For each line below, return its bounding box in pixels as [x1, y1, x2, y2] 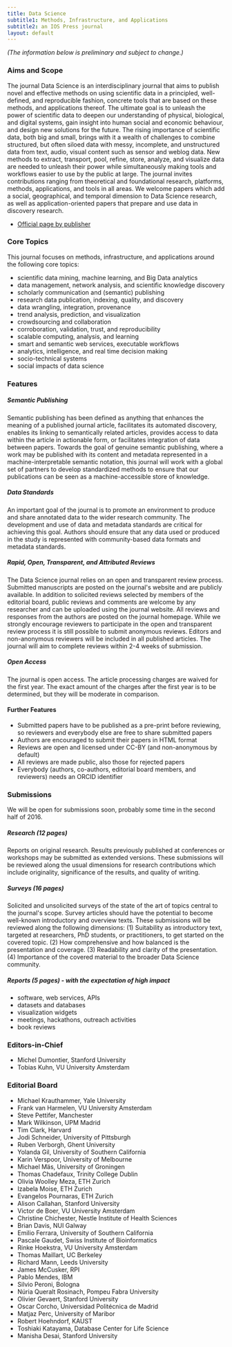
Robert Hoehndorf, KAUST [17, 1317, 93, 1325]
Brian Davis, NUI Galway [17, 1221, 87, 1229]
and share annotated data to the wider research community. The [7, 513, 191, 521]
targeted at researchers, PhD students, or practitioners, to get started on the [7, 931, 224, 940]
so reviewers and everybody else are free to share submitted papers [17, 728, 213, 737]
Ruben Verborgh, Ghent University [17, 1140, 115, 1148]
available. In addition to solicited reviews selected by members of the [7, 590, 204, 598]
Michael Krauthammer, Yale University [17, 1096, 126, 1104]
